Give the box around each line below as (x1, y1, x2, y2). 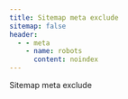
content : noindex (32, 55, 99, 64)
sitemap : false (9, 22, 67, 31)
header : (9, 30, 39, 39)
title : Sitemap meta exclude (9, 13, 119, 22)
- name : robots (25, 47, 83, 56)
